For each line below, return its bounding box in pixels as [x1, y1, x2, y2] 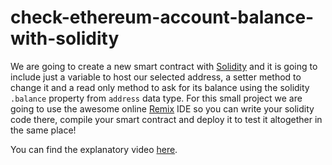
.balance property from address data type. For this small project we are [10, 92, 303, 104]
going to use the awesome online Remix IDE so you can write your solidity [10, 102, 315, 115]
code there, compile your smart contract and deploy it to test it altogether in [10, 113, 323, 125]
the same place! [10, 124, 77, 136]
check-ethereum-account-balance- [10, 6, 315, 29]
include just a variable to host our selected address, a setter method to [10, 71, 302, 83]
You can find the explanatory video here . [10, 143, 178, 155]
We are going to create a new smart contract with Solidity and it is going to [10, 60, 318, 72]
